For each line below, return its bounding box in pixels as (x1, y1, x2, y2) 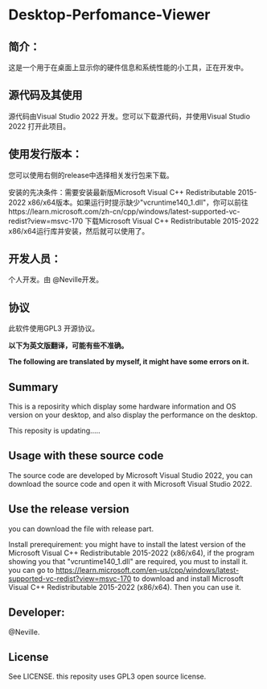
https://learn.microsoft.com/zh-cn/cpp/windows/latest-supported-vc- (8, 206, 240, 216)
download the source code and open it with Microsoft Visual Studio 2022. (8, 479, 253, 488)
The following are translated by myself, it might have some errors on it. (8, 357, 249, 367)
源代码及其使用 (8, 89, 83, 102)
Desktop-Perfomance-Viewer (8, 6, 211, 24)
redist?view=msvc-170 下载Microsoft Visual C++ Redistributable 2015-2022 (8, 216, 260, 226)
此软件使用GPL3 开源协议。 (8, 324, 99, 334)
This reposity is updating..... (8, 425, 101, 436)
